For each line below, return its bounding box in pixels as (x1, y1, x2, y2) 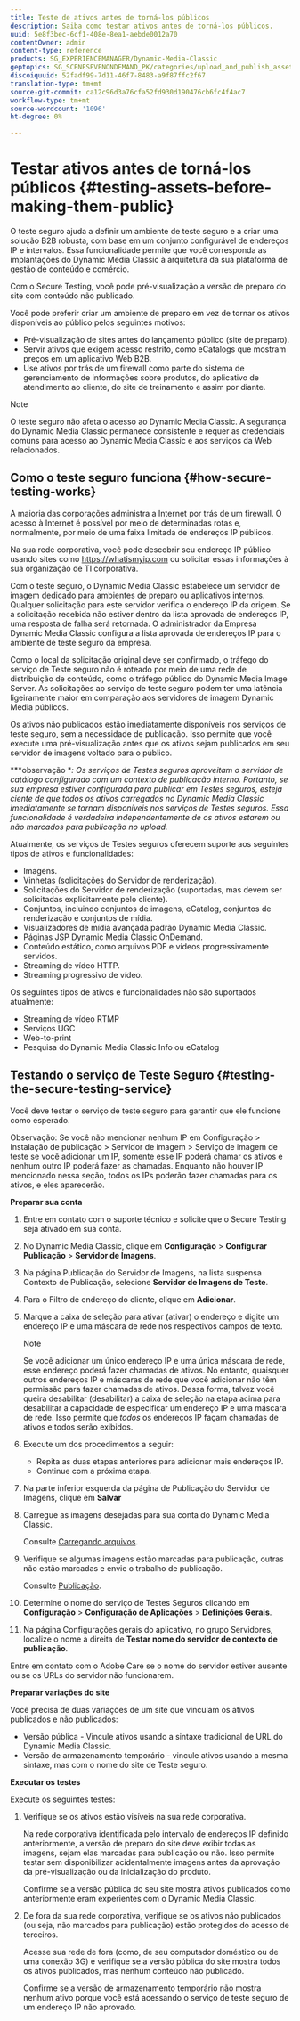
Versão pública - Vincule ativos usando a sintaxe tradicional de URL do (22, 1731, 283, 1741)
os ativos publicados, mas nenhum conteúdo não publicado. (22, 1965, 245, 1976)
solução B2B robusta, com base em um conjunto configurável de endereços (10, 235, 289, 246)
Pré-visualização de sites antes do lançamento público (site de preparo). (22, 335, 290, 346)
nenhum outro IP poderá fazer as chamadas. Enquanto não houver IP (10, 1160, 264, 1171)
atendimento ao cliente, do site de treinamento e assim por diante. (22, 382, 266, 393)
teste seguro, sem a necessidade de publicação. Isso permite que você (10, 728, 272, 739)
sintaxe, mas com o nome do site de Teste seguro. (22, 1759, 208, 1770)
